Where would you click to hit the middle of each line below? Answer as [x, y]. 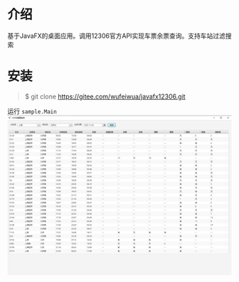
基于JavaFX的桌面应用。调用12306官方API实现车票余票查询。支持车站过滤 [116, 36]
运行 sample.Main [32, 111]
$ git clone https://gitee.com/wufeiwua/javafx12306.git [105, 96]
